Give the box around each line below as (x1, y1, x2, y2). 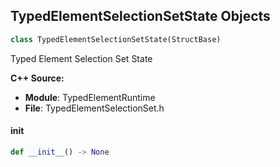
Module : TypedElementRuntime (24, 91, 156, 103)
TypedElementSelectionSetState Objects (10, 8, 271, 25)
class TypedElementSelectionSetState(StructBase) (10, 34, 222, 44)
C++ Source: (10, 72, 65, 84)
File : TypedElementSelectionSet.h (24, 102, 165, 114)
